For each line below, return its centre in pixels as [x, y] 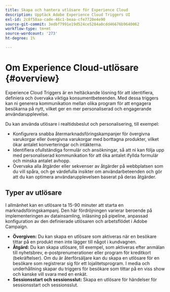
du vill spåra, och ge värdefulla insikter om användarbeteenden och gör [87, 171]
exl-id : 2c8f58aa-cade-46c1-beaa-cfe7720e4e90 [55, 19]
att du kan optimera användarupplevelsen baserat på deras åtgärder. [84, 177]
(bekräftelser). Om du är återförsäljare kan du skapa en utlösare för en [86, 258]
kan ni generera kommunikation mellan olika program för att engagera [78, 103]
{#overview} [32, 79]
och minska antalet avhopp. [42, 161]
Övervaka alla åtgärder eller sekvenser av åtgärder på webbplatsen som [88, 166]
